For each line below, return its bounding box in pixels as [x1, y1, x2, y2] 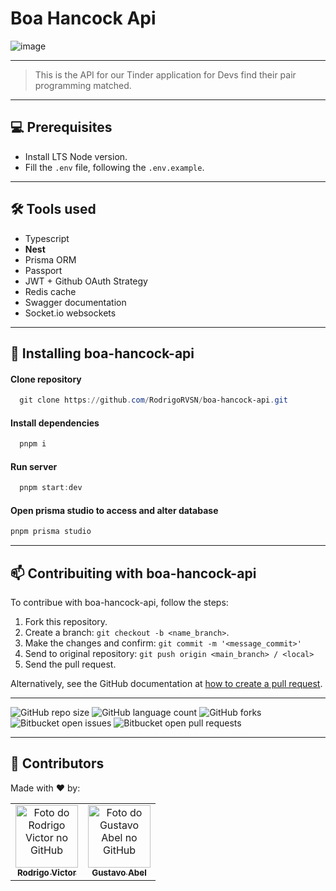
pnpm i [19, 439, 47, 449]
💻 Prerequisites [10, 119, 113, 136]
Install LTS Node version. [24, 150, 128, 162]
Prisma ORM [24, 253, 77, 266]
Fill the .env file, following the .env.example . [24, 161, 205, 173]
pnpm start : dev [19, 483, 83, 493]
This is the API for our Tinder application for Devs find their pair [34, 68, 297, 81]
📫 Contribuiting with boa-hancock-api [10, 565, 257, 582]
